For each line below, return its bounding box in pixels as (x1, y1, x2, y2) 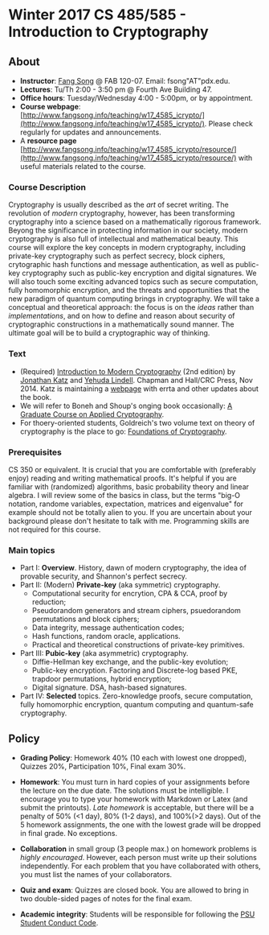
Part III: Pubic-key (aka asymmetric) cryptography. (19, 649, 189, 658)
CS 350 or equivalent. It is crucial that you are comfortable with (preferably (8, 464, 257, 474)
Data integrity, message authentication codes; (31, 623, 185, 632)
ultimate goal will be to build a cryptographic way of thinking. (8, 328, 210, 338)
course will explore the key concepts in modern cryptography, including (8, 243, 247, 253)
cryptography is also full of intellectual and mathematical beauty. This (8, 234, 238, 244)
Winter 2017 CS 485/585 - (8, 6, 187, 24)
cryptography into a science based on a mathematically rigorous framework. (8, 217, 262, 227)
